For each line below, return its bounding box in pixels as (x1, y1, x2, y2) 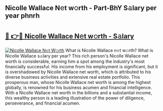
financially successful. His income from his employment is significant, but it (5, 64, 158, 69)
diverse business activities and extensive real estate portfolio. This (5, 74, 140, 80)
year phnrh (5, 12, 40, 20)
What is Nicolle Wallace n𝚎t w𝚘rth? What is (65, 48, 154, 53)
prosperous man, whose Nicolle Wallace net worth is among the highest (5, 80, 151, 85)
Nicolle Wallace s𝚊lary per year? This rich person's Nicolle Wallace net (5, 53, 149, 58)
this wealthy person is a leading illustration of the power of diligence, (5, 95, 145, 101)
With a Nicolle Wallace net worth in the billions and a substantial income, (5, 90, 152, 95)
